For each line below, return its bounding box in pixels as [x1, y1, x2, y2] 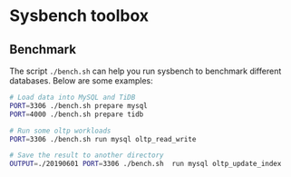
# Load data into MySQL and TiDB [9, 93, 136, 102]
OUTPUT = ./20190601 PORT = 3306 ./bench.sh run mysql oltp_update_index [9, 160, 282, 169]
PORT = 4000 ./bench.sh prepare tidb [9, 110, 144, 119]
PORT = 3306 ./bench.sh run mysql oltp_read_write [9, 134, 197, 143]
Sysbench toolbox [9, 5, 150, 26]
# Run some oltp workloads [9, 126, 112, 135]
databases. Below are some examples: [9, 75, 153, 86]
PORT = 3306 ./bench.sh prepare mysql [9, 101, 148, 110]
